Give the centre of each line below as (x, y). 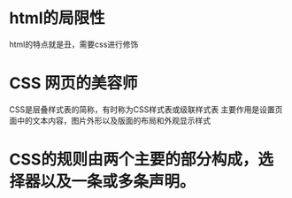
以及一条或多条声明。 (118, 182)
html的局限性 (57, 18)
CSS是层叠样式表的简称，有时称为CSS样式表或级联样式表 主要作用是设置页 (146, 109)
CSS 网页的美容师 (74, 84)
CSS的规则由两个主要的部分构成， (134, 160)
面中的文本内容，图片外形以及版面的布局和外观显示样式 (110, 120)
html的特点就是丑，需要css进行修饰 (74, 44)
